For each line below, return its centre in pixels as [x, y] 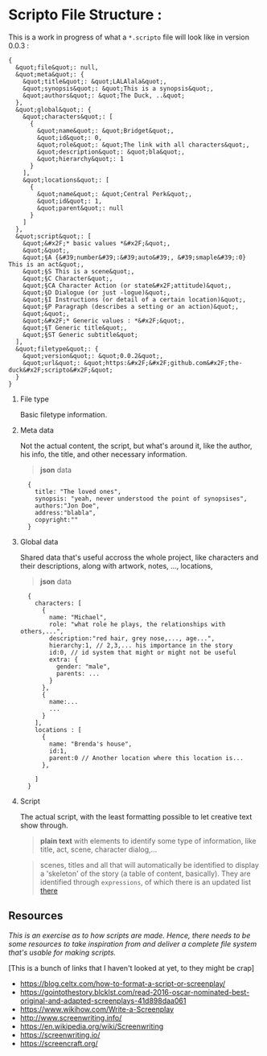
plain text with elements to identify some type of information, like [148, 840]
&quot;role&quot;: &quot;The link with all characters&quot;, [144, 145]
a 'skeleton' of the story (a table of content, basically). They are [145, 873]
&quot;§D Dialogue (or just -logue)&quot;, [97, 292]
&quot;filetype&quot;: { [57, 349]
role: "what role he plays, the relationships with [138, 624]
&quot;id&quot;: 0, [70, 138]
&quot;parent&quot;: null [81, 208]
